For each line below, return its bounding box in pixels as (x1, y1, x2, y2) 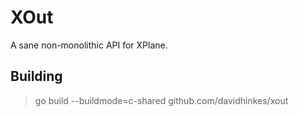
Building (10, 68, 63, 85)
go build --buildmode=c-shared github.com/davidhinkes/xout (34, 94, 289, 106)
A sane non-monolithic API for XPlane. (10, 39, 168, 51)
